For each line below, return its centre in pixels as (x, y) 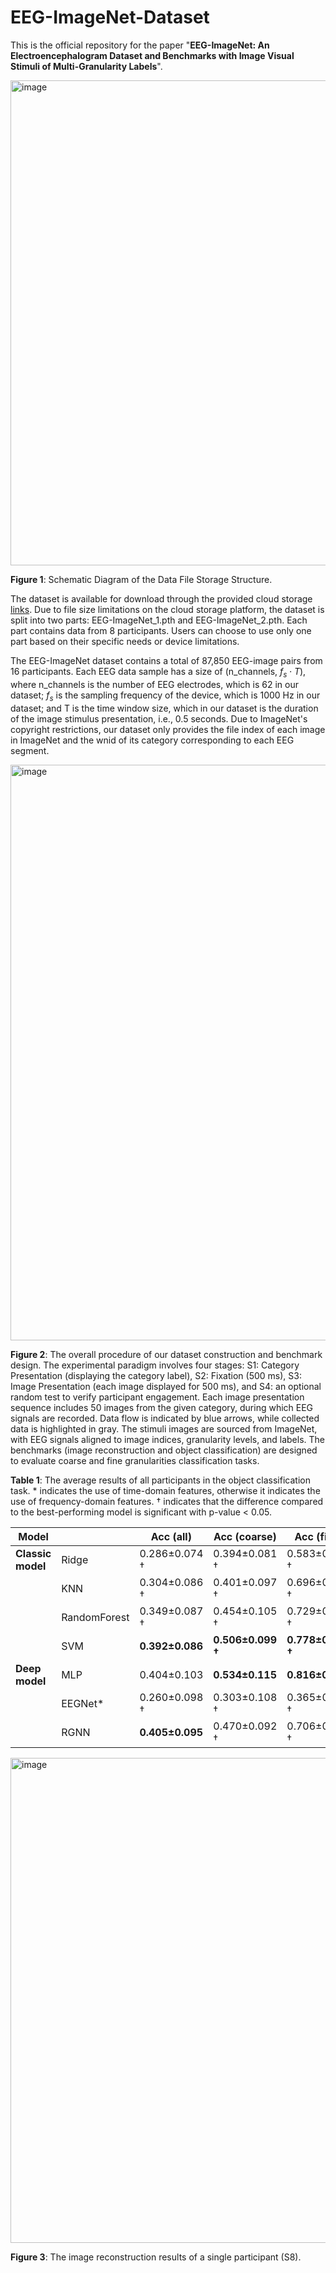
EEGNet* (83, 1703)
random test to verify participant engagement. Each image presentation (157, 1397)
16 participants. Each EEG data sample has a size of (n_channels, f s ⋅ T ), (158, 672)
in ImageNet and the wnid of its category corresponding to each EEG (152, 740)
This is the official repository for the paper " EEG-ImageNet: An (140, 45)
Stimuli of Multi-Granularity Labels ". (86, 66)
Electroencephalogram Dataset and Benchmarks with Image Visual (152, 55)
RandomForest (95, 1617)
